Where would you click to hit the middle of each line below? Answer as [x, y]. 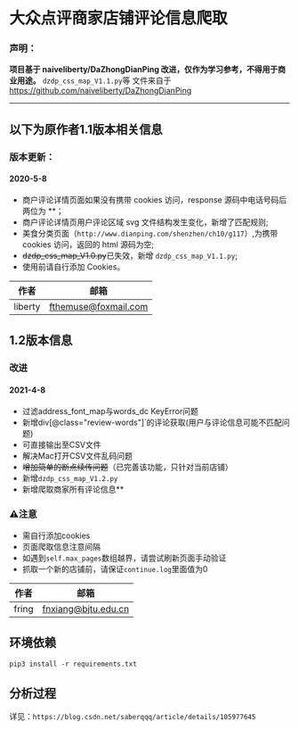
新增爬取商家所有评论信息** [73, 489]
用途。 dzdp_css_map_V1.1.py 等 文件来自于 [94, 80]
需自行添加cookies [56, 535]
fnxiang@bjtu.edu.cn [86, 609]
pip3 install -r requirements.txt [73, 664]
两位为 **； [43, 211]
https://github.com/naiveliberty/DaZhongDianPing [101, 91]
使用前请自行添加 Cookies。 [73, 267]
